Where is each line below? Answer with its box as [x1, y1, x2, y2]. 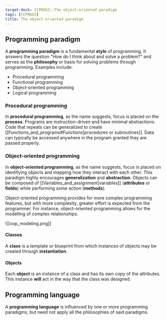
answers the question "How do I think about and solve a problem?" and [5, 53, 152, 60]
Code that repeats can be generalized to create [5, 124, 102, 130]
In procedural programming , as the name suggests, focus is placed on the [5, 113, 159, 120]
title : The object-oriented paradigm [5, 16, 84, 21]
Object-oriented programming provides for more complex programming [5, 195, 152, 201]
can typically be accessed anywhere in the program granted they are [5, 135, 147, 141]
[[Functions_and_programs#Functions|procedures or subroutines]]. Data [5, 129, 155, 135]
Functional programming [12, 79, 63, 85]
